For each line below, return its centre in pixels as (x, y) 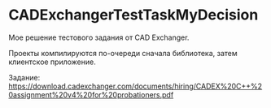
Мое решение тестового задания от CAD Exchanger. (99, 37)
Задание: (24, 77)
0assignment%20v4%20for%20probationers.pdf (91, 94)
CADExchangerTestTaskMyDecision (133, 15)
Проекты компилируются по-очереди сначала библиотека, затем (123, 53)
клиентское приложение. (52, 62)
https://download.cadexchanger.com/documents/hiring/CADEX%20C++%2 (135, 86)
